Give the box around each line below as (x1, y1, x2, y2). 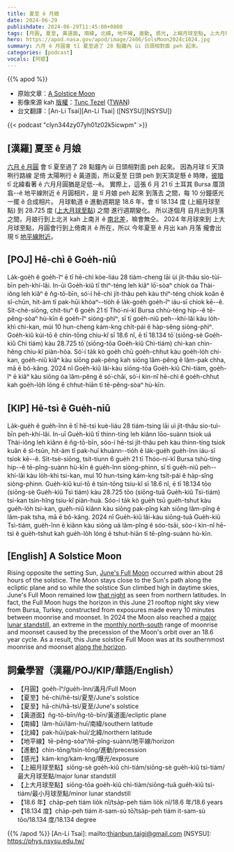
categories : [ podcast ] (7, 50, 73, 57)
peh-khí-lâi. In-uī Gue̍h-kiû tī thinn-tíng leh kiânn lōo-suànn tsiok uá (17, 430, 212, 438)
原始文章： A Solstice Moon (17, 89, 95, 98)
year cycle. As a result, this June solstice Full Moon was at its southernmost (7, 636, 225, 643)
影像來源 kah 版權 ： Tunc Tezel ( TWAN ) (17, 98, 130, 106)
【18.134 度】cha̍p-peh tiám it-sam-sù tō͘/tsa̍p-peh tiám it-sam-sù (17, 807, 206, 815)
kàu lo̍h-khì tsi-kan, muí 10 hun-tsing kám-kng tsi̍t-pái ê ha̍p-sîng (26, 472, 214, 480)
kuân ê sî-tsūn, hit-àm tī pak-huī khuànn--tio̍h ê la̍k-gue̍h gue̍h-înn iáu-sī (7, 447, 216, 455)
